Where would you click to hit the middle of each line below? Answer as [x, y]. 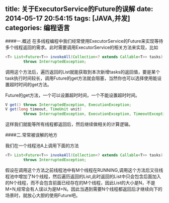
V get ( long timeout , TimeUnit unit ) [44, 109]
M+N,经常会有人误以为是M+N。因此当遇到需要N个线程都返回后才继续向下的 [84, 189]
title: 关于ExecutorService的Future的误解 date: [79, 9]
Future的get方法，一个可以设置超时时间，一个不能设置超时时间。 [72, 95]
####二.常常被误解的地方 [31, 135]
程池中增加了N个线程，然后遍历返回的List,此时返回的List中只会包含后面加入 [83, 176]
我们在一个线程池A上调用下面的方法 [42, 146]
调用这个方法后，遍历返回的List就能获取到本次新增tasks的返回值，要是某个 [83, 72]
